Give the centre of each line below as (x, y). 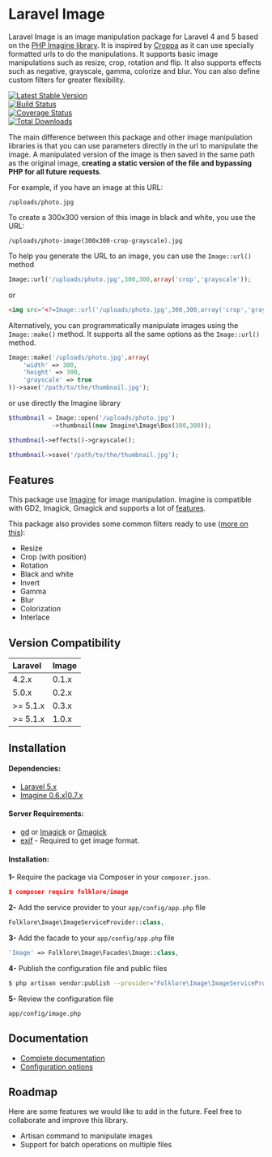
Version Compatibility (65, 643)
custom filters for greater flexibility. (67, 80)
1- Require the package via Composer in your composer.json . (109, 877)
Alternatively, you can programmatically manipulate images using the (123, 325)
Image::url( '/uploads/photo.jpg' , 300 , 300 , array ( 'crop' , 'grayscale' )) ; (130, 279)
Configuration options (56, 1066)
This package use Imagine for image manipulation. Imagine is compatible (130, 499)
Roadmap (33, 1092)
